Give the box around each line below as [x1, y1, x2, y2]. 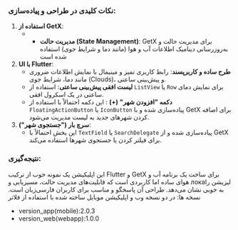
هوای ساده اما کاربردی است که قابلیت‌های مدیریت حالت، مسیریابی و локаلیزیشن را [8, 177, 231, 186]
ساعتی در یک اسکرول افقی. [29, 90, 104, 99]
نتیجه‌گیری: [8, 154, 41, 164]
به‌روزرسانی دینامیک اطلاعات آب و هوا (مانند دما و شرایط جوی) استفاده [39, 45, 229, 54]
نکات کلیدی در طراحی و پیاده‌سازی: [8, 6, 116, 16]
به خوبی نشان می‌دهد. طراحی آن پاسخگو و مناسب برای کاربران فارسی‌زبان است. [8, 185, 224, 194]
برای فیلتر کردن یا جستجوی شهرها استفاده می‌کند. [29, 136, 162, 144]
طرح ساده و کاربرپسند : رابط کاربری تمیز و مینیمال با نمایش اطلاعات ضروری [29, 67, 231, 76]
